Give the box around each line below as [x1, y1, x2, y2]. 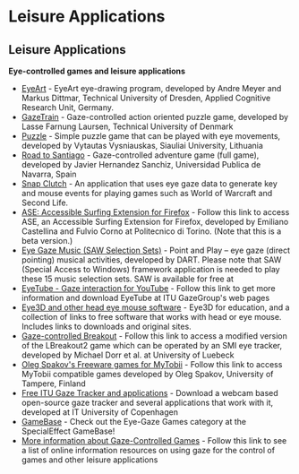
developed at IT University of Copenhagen [21, 407, 179, 418]
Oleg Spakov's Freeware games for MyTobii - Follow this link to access [21, 359, 283, 369]
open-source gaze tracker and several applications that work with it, [21, 397, 274, 408]
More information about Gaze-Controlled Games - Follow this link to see [21, 435, 287, 445]
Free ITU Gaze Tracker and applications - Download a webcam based [21, 388, 278, 398]
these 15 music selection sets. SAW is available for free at [21, 273, 235, 284]
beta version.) [21, 236, 73, 246]
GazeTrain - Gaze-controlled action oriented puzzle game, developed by [21, 112, 288, 122]
